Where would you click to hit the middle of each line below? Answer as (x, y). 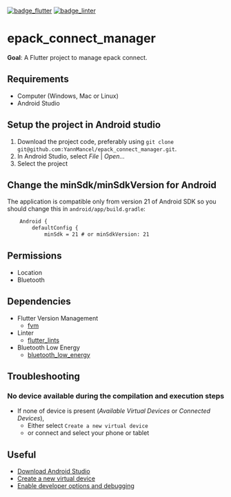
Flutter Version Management (58, 318)
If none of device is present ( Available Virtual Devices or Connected (114, 411)
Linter (26, 333)
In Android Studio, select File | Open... (71, 156)
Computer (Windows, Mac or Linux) (68, 96)
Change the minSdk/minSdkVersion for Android (112, 185)
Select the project (42, 163)
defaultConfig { (55, 228)
